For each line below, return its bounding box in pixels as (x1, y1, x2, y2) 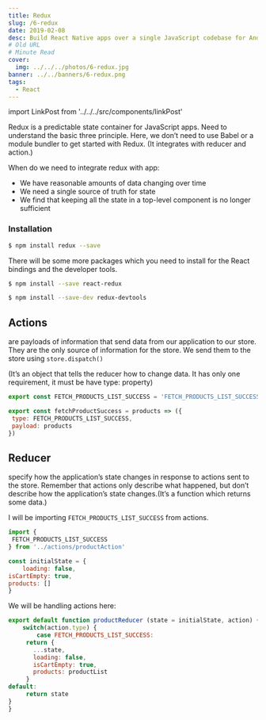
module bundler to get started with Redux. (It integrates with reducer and (8, 140, 247, 149)
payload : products (11, 422, 73, 430)
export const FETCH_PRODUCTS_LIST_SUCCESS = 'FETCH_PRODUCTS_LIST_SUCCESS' (8, 393, 264, 401)
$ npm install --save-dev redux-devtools (8, 294, 147, 302)
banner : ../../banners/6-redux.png (8, 71, 126, 79)
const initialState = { (8, 557, 87, 565)
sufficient (19, 204, 51, 213)
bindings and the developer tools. (8, 264, 117, 274)
